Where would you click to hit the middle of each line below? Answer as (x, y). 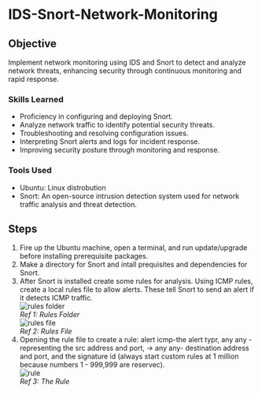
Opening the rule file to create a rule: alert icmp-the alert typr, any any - (136, 340)
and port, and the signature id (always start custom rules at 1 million (129, 356)
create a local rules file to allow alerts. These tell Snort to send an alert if (137, 289)
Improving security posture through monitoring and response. (120, 150)
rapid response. (34, 79)
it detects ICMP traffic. (56, 298)
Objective (33, 44)
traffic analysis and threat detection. (78, 204)
